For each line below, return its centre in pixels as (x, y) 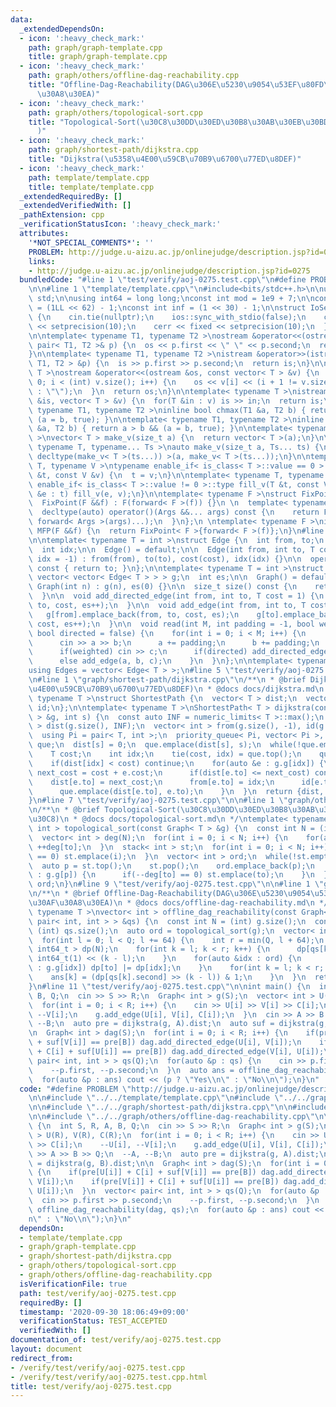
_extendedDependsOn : (62, 29)
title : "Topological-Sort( (84, 122)
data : (21, 19)
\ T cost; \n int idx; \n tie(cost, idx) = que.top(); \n (165, 754)
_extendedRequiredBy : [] (71, 196)
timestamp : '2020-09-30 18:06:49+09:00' (104, 1312)
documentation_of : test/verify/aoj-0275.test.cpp (116, 1340)
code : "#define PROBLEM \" (75, 1089)
